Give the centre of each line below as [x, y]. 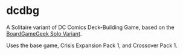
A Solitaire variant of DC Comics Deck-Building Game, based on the [90, 27]
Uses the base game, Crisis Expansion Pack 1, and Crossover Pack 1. [92, 45]
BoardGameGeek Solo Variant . [44, 33]
